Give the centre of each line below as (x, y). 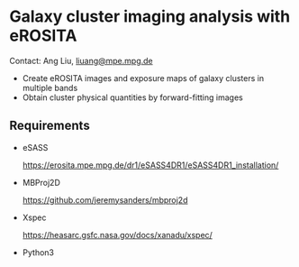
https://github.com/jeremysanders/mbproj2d (105, 199)
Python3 (38, 252)
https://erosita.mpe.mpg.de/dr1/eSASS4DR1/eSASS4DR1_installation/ (150, 165)
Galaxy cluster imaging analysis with (150, 17)
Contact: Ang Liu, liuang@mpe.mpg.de (81, 60)
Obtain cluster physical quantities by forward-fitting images (132, 97)
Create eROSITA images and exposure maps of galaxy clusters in (143, 78)
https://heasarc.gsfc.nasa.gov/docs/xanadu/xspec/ (118, 235)
